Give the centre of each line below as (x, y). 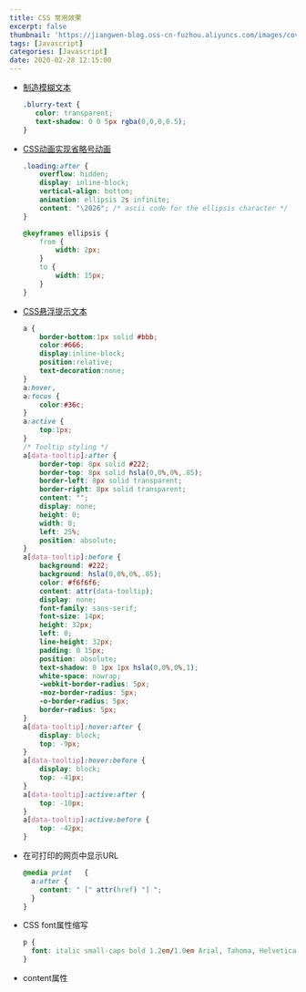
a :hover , (39, 387)
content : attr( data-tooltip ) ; (97, 591)
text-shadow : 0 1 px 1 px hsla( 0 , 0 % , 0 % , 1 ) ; (119, 667)
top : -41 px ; (62, 778)
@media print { (56, 873)
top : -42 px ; (62, 829)
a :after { (50, 881)
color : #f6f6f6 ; (70, 583)
